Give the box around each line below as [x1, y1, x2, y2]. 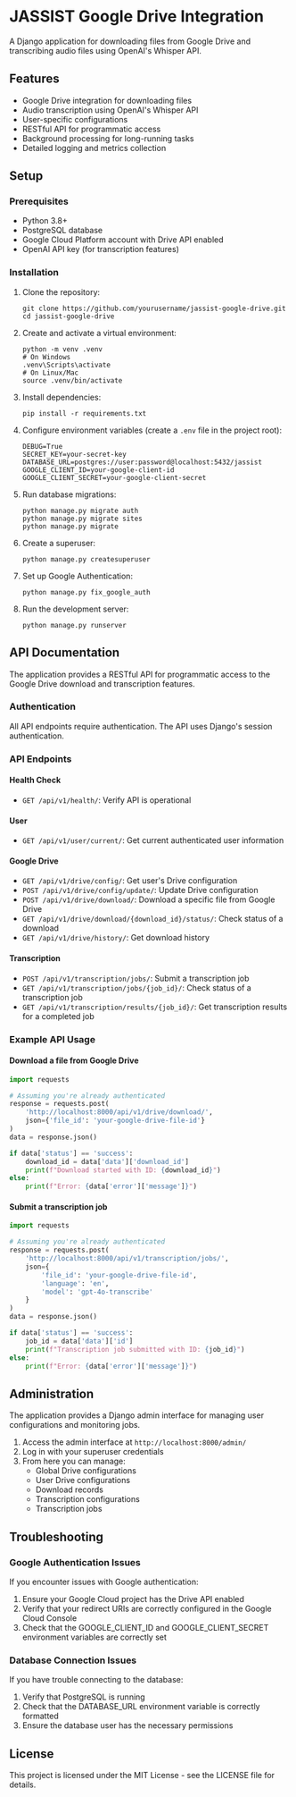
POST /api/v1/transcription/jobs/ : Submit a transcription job [21, 973, 250, 983]
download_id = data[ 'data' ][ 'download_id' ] [25, 1157, 190, 1166]
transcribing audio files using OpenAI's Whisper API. [9, 45, 202, 55]
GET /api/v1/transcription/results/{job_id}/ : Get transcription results [21, 1001, 288, 1012]
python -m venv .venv [21, 344, 103, 354]
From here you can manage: [21, 1455, 127, 1467]
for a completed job [21, 1010, 95, 1021]
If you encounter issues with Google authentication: [9, 1576, 199, 1587]
